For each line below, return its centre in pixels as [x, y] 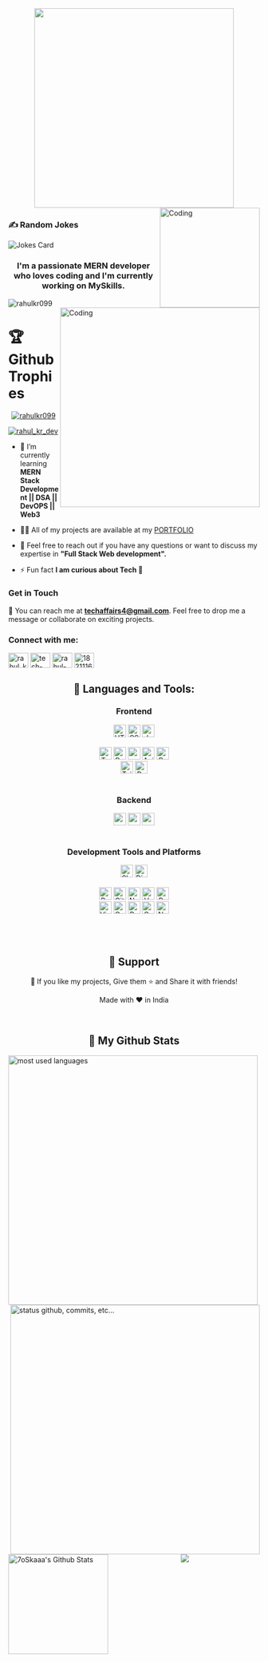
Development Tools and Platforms [134, 852]
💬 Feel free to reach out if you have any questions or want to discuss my [138, 545]
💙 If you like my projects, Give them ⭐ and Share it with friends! [134, 982]
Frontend [134, 711]
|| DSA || [43, 497]
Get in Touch [33, 593]
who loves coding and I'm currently [83, 276]
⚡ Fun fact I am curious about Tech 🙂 [81, 569]
